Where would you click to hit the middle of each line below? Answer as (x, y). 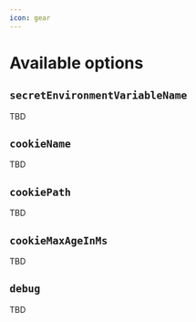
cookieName (40, 144)
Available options (77, 62)
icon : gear (30, 18)
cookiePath (40, 192)
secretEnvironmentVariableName (98, 95)
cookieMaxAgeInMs (58, 240)
